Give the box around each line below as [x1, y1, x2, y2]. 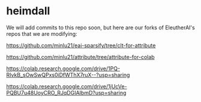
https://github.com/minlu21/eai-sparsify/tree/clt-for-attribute [6, 42, 156, 49]
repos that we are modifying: [6, 30, 77, 37]
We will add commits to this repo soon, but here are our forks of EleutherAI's [6, 24, 195, 31]
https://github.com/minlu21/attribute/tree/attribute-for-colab [6, 53, 155, 60]
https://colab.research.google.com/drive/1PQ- [6, 64, 121, 72]
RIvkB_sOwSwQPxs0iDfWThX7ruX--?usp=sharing [6, 71, 130, 78]
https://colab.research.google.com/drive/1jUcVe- [6, 82, 127, 90]
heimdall [6, 4, 50, 18]
